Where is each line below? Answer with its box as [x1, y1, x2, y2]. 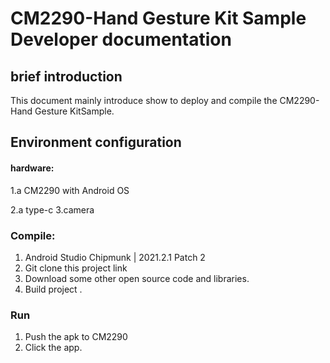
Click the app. [24, 342, 83, 354]
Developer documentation [10, 28, 232, 51]
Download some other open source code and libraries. [24, 272, 250, 284]
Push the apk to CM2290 [24, 331, 128, 343]
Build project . [24, 283, 83, 295]
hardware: [10, 162, 55, 174]
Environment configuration [10, 134, 182, 151]
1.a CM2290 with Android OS [10, 184, 130, 196]
